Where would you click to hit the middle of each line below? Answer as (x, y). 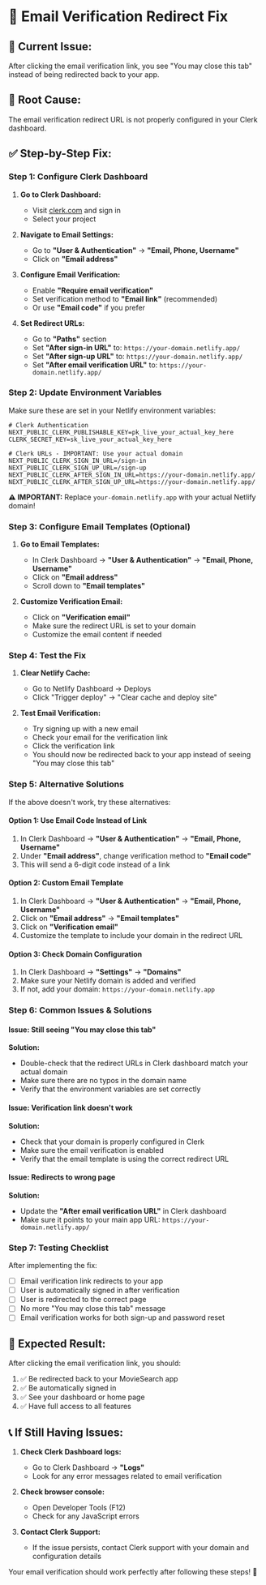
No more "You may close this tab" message (93, 1309)
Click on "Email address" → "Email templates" (100, 919)
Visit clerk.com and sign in (77, 210)
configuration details (66, 1557)
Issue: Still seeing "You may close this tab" (82, 1030)
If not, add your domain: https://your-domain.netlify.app (117, 989)
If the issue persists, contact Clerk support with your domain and (141, 1548)
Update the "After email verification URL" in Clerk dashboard (123, 1210)
